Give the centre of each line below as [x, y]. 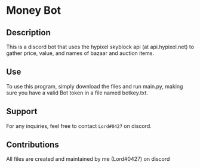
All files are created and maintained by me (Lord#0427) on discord [88, 159]
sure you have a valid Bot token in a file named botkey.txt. [77, 93]
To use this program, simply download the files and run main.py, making [95, 86]
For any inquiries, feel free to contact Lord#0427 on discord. [79, 126]
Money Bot [34, 10]
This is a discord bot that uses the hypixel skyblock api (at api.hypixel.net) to [100, 47]
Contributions [33, 145]
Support [22, 112]
